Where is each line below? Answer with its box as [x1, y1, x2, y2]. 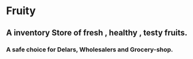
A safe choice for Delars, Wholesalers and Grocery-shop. [6, 45, 174, 54]
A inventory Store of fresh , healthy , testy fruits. [6, 28, 188, 38]
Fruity [6, 4, 36, 18]
